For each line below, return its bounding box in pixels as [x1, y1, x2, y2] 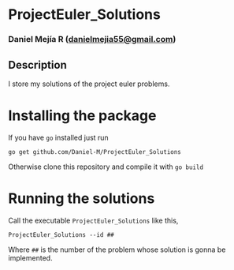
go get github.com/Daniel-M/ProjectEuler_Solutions [8, 148, 181, 156]
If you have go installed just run [8, 133, 109, 142]
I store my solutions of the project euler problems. [8, 79, 170, 88]
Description [8, 58, 67, 72]
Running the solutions [8, 189, 155, 208]
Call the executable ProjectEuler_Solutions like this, [8, 216, 179, 225]
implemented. [8, 253, 53, 262]
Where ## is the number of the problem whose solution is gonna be [8, 245, 226, 254]
